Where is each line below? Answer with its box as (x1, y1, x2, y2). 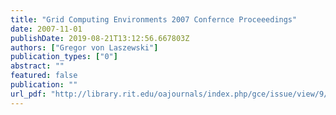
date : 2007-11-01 (10, 24, 83, 34)
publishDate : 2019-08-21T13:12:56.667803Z (10, 33, 190, 43)
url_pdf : (10, 89, 47, 99)
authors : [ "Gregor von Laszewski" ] (10, 42, 159, 53)
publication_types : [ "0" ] (10, 52, 118, 62)
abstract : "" (10, 61, 65, 71)
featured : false (10, 71, 78, 81)
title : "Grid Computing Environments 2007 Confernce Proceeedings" (10, 14, 298, 25)
